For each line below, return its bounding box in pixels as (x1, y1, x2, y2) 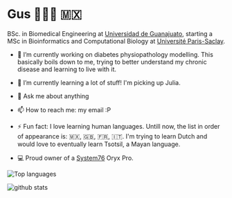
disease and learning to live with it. (17, 65, 116, 73)
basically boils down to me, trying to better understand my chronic (17, 57, 207, 66)
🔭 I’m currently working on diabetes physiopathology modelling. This (17, 50, 213, 58)
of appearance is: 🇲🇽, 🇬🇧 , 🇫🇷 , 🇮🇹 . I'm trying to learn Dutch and (17, 132, 208, 141)
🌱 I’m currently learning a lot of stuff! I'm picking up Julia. (17, 78, 181, 87)
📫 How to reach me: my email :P (17, 105, 111, 114)
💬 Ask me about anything (17, 91, 89, 100)
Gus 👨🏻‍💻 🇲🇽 (7, 6, 82, 22)
